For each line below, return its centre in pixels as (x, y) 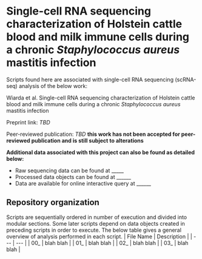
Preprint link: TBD (28, 122)
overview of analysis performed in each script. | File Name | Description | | (99, 236)
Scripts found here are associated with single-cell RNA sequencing (90, 79)
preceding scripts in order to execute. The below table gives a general (94, 230)
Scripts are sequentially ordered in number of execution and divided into (96, 217)
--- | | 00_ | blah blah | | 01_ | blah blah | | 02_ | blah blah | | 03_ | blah (102, 243)
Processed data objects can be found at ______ (73, 177)
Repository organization (53, 202)
